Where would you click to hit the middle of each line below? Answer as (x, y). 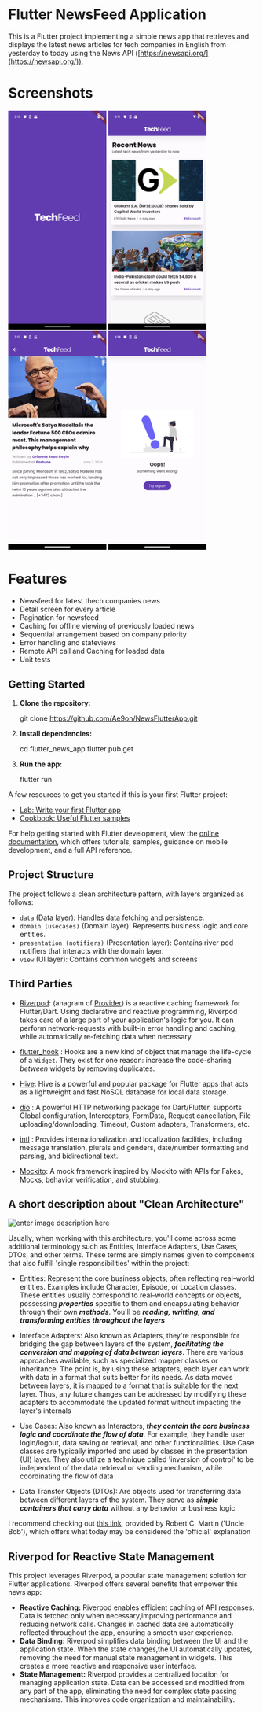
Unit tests (35, 659)
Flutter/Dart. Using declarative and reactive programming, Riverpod (128, 1011)
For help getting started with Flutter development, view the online (114, 834)
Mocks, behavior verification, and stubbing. (90, 1179)
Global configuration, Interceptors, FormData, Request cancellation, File (135, 1116)
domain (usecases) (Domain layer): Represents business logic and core (134, 925)
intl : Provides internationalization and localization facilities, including (131, 1139)
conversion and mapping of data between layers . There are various (131, 1352)
